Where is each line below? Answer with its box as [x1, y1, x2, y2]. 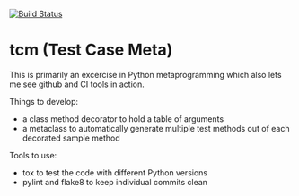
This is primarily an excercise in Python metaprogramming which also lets [9, 69, 282, 80]
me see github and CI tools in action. [9, 79, 145, 89]
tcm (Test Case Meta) [9, 40, 173, 60]
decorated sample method [22, 132, 120, 143]
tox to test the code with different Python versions [22, 166, 208, 178]
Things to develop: [9, 96, 79, 107]
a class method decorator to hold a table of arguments [22, 113, 224, 124]
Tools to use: [9, 149, 57, 160]
